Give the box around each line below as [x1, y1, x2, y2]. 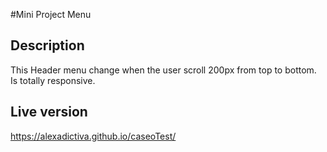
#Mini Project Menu [10, 9, 92, 20]
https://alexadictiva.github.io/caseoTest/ [10, 130, 177, 142]
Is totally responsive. [10, 74, 96, 86]
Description [10, 37, 85, 54]
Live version [10, 104, 88, 121]
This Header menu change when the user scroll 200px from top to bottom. [10, 64, 317, 76]
